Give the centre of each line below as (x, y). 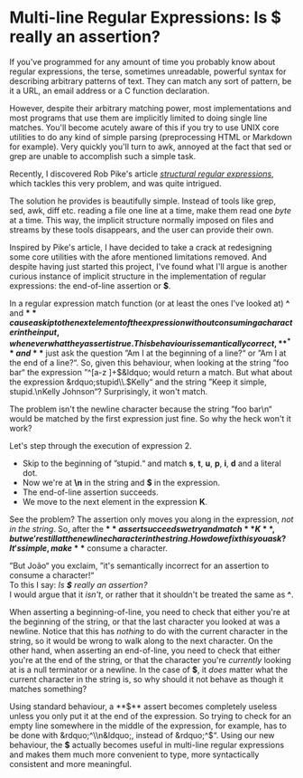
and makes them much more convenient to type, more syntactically (134, 754)
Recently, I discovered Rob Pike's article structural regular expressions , (142, 174)
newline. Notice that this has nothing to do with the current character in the (149, 631)
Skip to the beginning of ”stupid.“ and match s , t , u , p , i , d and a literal (151, 463)
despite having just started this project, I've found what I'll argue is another (148, 266)
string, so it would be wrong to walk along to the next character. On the (141, 640)
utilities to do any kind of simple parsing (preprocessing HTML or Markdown (151, 137)
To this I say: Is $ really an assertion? (78, 584)
